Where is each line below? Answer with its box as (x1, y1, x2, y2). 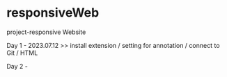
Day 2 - (6, 62, 29, 70)
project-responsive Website (6, 28, 86, 36)
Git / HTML (6, 49, 38, 57)
